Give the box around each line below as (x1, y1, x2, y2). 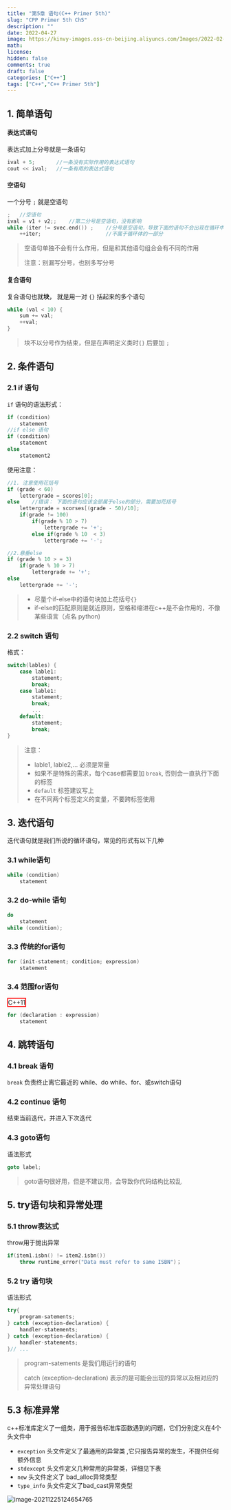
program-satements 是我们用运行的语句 (23, 1359, 137, 1367)
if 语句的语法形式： (7, 400, 64, 408)
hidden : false (7, 55, 48, 62)
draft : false (7, 68, 45, 74)
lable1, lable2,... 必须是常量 (34, 760, 110, 769)
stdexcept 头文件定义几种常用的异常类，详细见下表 (16, 1464, 162, 1473)
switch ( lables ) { (7, 662, 57, 669)
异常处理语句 (23, 1382, 60, 1390)
